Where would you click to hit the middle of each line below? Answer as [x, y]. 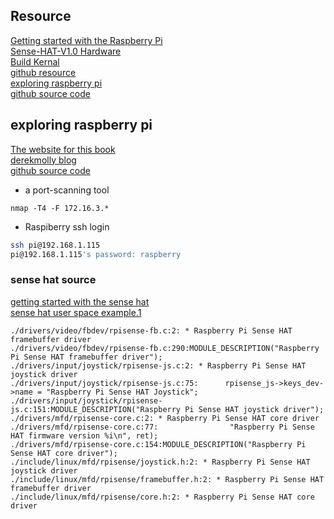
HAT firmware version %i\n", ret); [84, 435]
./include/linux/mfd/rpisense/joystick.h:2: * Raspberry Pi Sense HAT [160, 462]
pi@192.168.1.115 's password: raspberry [96, 254]
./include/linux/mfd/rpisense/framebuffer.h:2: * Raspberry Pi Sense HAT [167, 479]
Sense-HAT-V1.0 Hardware [66, 51]
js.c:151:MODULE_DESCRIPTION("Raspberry [96, 409]
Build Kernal [35, 61]
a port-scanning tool [67, 190]
